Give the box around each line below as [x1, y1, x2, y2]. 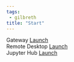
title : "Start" [6, 20, 45, 26]
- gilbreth [8, 14, 36, 20]
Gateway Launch [6, 37, 49, 44]
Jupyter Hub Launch [6, 49, 58, 57]
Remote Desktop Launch [6, 43, 68, 50]
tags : [6, 8, 20, 15]
